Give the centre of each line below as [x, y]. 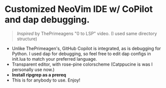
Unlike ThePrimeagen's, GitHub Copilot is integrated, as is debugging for [86, 48]
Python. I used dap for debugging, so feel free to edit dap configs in [81, 54]
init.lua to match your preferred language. [54, 59]
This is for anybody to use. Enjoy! [46, 80]
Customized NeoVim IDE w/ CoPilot [79, 9]
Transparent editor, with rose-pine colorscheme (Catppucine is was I [82, 64]
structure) [27, 39]
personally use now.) [33, 69]
